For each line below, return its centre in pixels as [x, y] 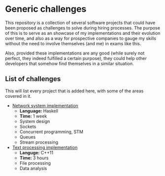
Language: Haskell [39, 111]
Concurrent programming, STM [51, 132]
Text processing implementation [45, 147]
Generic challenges [46, 9]
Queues [28, 137]
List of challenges [33, 79]
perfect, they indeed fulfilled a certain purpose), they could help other [76, 58]
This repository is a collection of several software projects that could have [80, 23]
